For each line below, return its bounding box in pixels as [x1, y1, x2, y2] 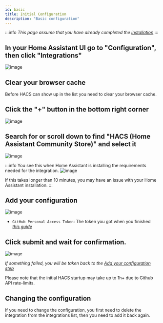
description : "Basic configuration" [5, 16, 80, 21]
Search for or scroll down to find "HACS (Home [5, 133, 151, 141]
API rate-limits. [5, 280, 35, 286]
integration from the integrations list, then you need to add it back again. [5, 312, 150, 318]
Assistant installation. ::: [5, 182, 53, 188]
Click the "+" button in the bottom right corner [5, 105, 149, 114]
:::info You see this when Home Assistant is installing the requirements [5, 162, 146, 168]
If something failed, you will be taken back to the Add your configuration [5, 260, 151, 266]
